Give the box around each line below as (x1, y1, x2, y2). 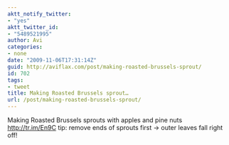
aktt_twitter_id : (7, 23, 59, 31)
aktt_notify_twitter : (7, 10, 72, 18)
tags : (7, 76, 23, 84)
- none (7, 50, 27, 58)
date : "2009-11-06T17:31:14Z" (7, 57, 97, 64)
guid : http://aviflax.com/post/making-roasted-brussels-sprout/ (7, 63, 202, 70)
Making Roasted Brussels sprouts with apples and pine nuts (7, 116, 183, 124)
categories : (7, 43, 43, 50)
